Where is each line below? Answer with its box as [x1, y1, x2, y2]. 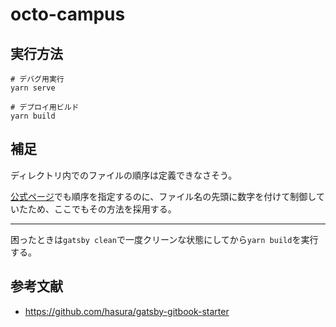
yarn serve [10, 83, 56, 93]
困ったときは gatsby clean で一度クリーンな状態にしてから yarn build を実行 [10, 233, 319, 245]
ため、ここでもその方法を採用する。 [27, 203, 177, 215]
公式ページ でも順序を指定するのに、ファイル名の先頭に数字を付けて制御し [10, 190, 317, 202]
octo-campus [10, 3, 126, 26]
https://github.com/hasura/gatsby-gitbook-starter [24, 305, 230, 317]
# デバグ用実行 [10, 74, 65, 84]
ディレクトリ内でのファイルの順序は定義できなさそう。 [10, 169, 238, 181]
